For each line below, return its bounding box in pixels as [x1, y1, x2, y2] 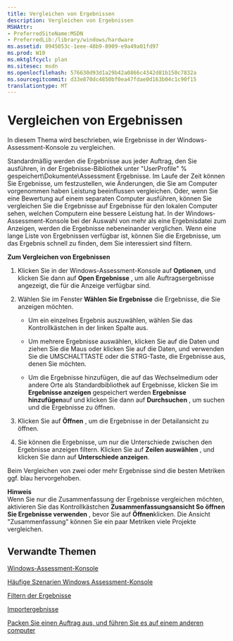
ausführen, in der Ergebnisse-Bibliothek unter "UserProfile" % [7, 165, 187, 173]
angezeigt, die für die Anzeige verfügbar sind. [17, 281, 151, 290]
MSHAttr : [7, 23, 33, 30]
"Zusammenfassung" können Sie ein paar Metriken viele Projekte [7, 518, 196, 526]
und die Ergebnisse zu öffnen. [27, 403, 115, 412]
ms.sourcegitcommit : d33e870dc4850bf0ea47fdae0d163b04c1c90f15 [7, 75, 197, 83]
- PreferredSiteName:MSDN [7, 30, 83, 37]
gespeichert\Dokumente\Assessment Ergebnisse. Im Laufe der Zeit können [7, 172, 225, 180]
